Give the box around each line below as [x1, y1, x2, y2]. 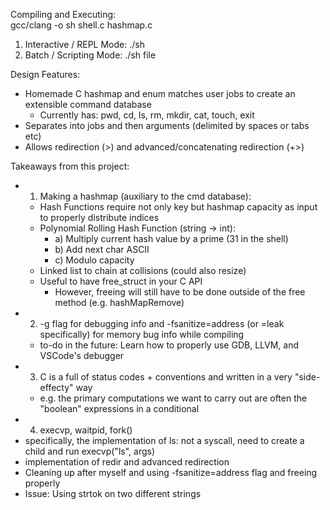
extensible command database [24, 99, 152, 110]
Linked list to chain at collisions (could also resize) [39, 265, 247, 276]
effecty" [39, 382, 74, 393]
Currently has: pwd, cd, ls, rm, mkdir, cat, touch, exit [39, 109, 255, 121]
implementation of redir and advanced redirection [24, 456, 230, 468]
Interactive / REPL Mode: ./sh [24, 39, 145, 50]
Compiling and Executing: [10, 9, 117, 20]
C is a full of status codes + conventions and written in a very [39, 371, 293, 383]
